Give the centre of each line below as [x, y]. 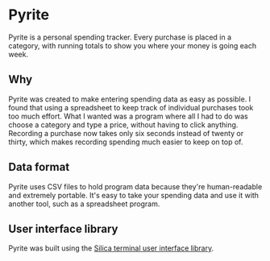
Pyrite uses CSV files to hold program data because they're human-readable [135, 186]
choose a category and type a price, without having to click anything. [123, 124]
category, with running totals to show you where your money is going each [132, 45]
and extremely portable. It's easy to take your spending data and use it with [134, 195]
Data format [39, 167]
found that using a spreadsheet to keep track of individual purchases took [131, 107]
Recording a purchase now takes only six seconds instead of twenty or [126, 133]
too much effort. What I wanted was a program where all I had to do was [128, 116]
